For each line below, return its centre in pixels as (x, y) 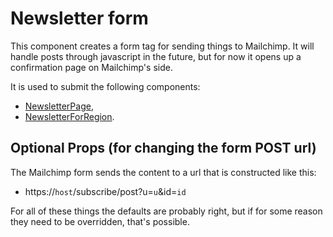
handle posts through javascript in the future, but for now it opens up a (156, 56)
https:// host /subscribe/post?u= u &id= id (105, 191)
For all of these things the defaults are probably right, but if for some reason (166, 211)
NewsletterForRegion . (69, 116)
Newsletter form (79, 18)
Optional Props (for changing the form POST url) (163, 148)
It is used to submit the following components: (105, 86)
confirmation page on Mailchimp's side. (91, 67)
